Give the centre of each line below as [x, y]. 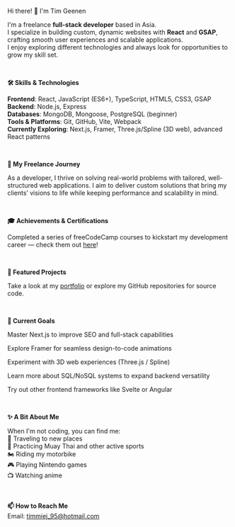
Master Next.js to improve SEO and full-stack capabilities [90, 334]
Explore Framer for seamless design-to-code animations [90, 348]
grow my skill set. [33, 55]
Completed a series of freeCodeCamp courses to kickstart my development [118, 237]
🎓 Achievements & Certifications [58, 221]
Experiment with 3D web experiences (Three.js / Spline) [89, 362]
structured [23, 185]
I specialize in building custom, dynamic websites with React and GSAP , [113, 32]
